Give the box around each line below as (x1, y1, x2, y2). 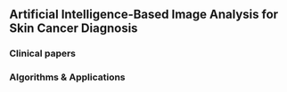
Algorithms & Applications (9, 71, 127, 83)
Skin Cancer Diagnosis (9, 21, 138, 36)
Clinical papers (9, 48, 77, 60)
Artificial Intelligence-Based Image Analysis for (9, 7, 279, 22)
